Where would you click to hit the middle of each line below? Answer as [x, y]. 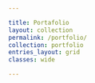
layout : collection [41, 30]
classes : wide [32, 60]
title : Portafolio [39, 22]
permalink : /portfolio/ [48, 38]
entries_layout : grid [44, 53]
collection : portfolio [46, 45]
